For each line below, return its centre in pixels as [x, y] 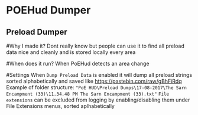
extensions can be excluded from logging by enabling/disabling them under [98, 100]
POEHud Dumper [48, 10]
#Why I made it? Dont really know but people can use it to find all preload [95, 46]
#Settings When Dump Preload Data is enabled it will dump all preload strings [99, 75]
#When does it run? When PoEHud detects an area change [78, 63]
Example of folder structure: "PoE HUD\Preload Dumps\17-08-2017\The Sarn [97, 87]
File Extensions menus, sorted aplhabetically [61, 106]
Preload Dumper [37, 32]
